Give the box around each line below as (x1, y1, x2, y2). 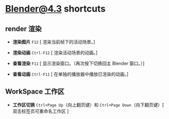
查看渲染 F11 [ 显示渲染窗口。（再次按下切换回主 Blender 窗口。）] (12, 60, 145, 66)
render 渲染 (5, 24, 42, 33)
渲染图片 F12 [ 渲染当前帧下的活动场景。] (12, 39, 95, 45)
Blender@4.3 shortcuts (5, 3, 106, 15)
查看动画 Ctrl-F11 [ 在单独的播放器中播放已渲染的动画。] (12, 71, 129, 77)
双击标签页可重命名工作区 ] (12, 108, 69, 114)
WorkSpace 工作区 (5, 87, 65, 96)
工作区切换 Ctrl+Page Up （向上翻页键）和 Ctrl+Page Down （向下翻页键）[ (12, 102, 164, 108)
